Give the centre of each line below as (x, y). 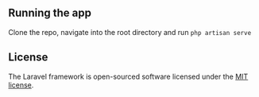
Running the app (50, 13)
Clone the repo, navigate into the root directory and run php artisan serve (130, 32)
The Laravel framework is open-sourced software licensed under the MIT (128, 76)
